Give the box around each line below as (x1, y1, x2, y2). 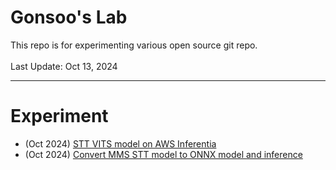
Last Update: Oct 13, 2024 (10, 60, 118, 72)
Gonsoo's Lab (10, 6, 128, 29)
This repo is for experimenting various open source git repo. (10, 39, 258, 51)
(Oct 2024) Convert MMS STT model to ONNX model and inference (24, 148, 303, 160)
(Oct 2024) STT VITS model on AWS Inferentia (24, 137, 217, 150)
